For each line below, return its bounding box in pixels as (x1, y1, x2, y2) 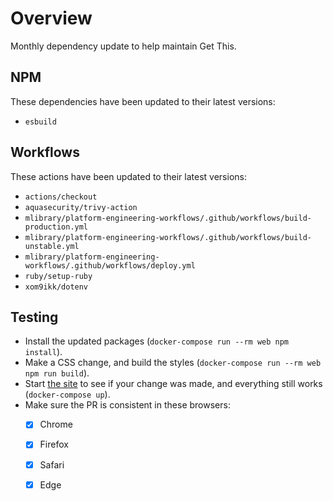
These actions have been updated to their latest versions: (10, 170, 247, 182)
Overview (10, 7, 93, 30)
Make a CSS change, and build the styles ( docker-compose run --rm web (24, 357, 322, 369)
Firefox (39, 438, 69, 451)
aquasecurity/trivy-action (24, 202, 138, 212)
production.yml (24, 222, 89, 232)
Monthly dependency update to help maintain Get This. (10, 40, 237, 52)
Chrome (39, 418, 73, 431)
